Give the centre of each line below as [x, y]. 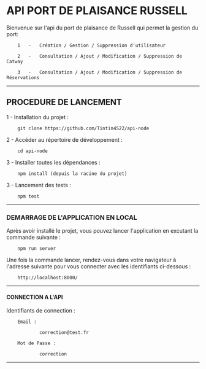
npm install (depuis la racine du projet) [72, 173]
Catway [15, 61]
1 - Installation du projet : [38, 117]
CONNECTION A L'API [35, 297]
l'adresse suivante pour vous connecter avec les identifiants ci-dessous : [99, 266]
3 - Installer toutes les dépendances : [53, 162]
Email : [27, 322]
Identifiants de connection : [41, 311]
